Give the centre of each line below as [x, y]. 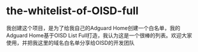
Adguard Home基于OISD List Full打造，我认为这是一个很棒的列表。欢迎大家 [99, 35]
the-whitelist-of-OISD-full [73, 11]
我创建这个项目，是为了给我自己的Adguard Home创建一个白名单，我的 [93, 28]
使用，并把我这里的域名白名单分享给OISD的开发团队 [70, 43]
